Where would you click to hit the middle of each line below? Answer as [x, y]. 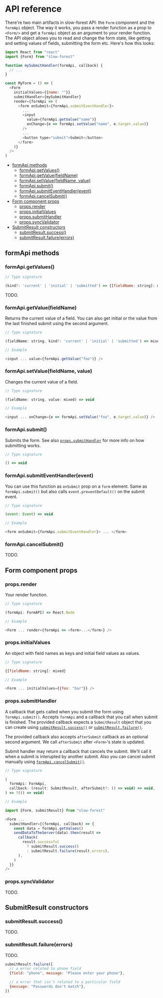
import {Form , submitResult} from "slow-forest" [55, 810]
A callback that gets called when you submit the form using [64, 711]
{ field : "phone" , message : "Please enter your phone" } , [67, 973]
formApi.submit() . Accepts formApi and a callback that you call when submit [81, 717]
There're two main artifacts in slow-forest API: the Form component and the [80, 22]
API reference [33, 9]
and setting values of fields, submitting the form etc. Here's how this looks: [80, 43]
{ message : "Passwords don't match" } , [48, 987]
